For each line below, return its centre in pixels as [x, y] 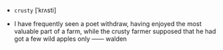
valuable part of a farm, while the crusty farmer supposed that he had [115, 31]
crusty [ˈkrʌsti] [35, 10]
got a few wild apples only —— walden [70, 39]
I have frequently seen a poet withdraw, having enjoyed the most [108, 24]
